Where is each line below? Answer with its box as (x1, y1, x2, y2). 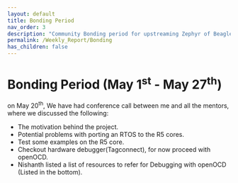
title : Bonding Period (7, 17, 74, 24)
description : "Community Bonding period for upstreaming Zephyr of (7, 30, 211, 38)
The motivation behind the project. (17, 122, 119, 131)
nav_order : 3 (7, 23, 46, 30)
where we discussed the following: (7, 109, 109, 117)
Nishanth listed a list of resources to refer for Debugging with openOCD (17, 160, 227, 169)
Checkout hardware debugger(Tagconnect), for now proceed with (17, 145, 211, 153)
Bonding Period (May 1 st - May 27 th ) (7, 74, 222, 93)
